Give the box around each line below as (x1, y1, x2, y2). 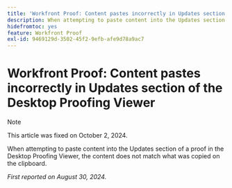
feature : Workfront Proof (7, 29, 82, 37)
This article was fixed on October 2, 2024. (7, 131, 128, 140)
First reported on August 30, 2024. (7, 173, 107, 181)
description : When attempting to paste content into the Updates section (7, 17, 226, 23)
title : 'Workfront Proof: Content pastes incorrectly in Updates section (7, 10, 226, 17)
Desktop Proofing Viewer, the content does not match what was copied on (7, 152, 220, 160)
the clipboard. (7, 160, 47, 168)
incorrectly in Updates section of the (7, 80, 223, 96)
